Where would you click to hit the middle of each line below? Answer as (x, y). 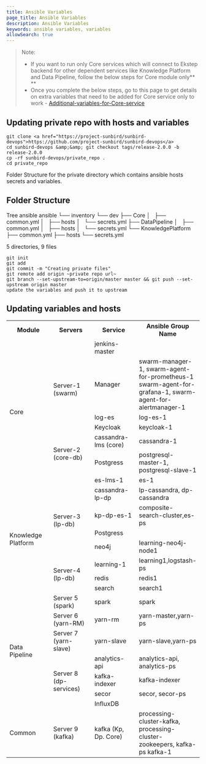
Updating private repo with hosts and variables (98, 122)
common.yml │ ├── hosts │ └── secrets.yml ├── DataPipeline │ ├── (100, 222)
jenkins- (107, 344)
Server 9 (66, 728)
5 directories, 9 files (32, 246)
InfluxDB (107, 703)
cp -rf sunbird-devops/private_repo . (56, 158)
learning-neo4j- (163, 543)
